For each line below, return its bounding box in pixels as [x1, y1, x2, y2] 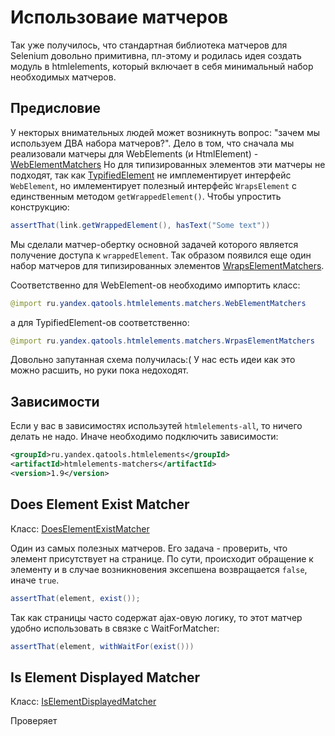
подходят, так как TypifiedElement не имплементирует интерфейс [10, 169, 292, 181]
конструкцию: [10, 201, 70, 213]
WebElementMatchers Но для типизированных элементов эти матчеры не [10, 158, 326, 170]
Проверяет [10, 715, 58, 727]
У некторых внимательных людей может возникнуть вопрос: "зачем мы [10, 126, 321, 138]
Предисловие [10, 100, 101, 117]
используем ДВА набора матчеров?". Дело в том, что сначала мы [10, 137, 295, 149]
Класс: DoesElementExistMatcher [10, 522, 150, 535]
